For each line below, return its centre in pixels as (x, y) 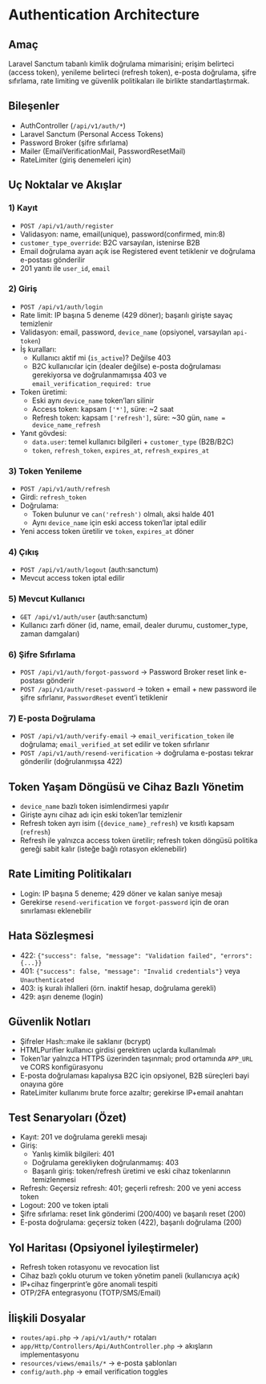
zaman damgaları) (50, 634)
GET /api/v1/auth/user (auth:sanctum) (84, 616)
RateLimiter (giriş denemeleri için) (76, 159)
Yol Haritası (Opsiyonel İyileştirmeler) (104, 1248)
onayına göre (42, 1084)
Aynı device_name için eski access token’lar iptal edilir (119, 523)
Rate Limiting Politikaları (70, 874)
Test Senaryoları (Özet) (67, 1117)
